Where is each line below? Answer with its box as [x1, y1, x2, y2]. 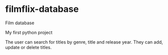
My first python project [5, 29, 53, 35]
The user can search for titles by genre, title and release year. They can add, [5, 39, 163, 45]
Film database [5, 20, 35, 26]
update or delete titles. [5, 44, 52, 50]
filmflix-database [5, 3, 79, 15]
